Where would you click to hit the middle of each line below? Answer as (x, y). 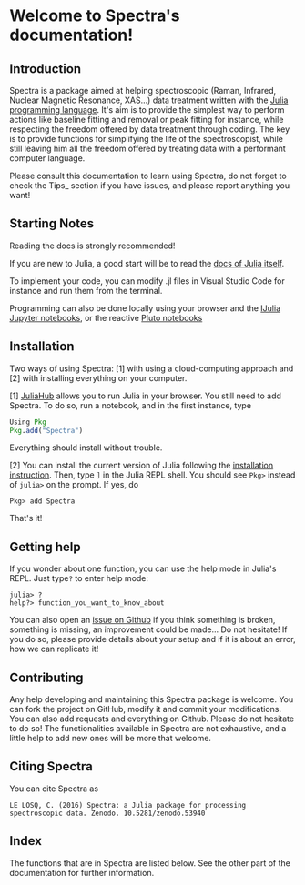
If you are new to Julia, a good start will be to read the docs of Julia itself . (147, 263)
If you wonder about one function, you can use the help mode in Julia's (143, 568)
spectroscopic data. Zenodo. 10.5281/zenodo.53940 (107, 813)
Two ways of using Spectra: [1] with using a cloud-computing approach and (152, 368)
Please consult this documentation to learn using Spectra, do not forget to (148, 176)
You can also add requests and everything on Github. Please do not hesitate (152, 719)
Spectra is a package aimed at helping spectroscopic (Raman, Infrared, (143, 91)
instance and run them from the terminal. (86, 290)
